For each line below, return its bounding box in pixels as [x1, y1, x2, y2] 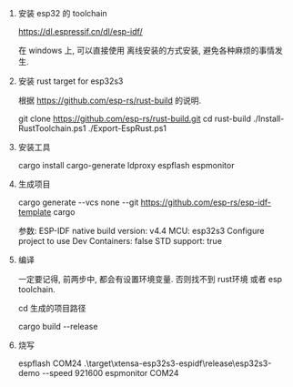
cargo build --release [17, 321, 98, 331]
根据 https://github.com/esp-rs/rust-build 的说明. [17, 95, 202, 106]
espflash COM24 [17, 358, 82, 369]
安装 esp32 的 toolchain [17, 8, 107, 18]
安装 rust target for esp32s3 [17, 76, 124, 87]
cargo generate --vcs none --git [17, 197, 139, 208]
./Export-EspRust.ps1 [87, 123, 167, 134]
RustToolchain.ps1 [17, 123, 86, 134]
